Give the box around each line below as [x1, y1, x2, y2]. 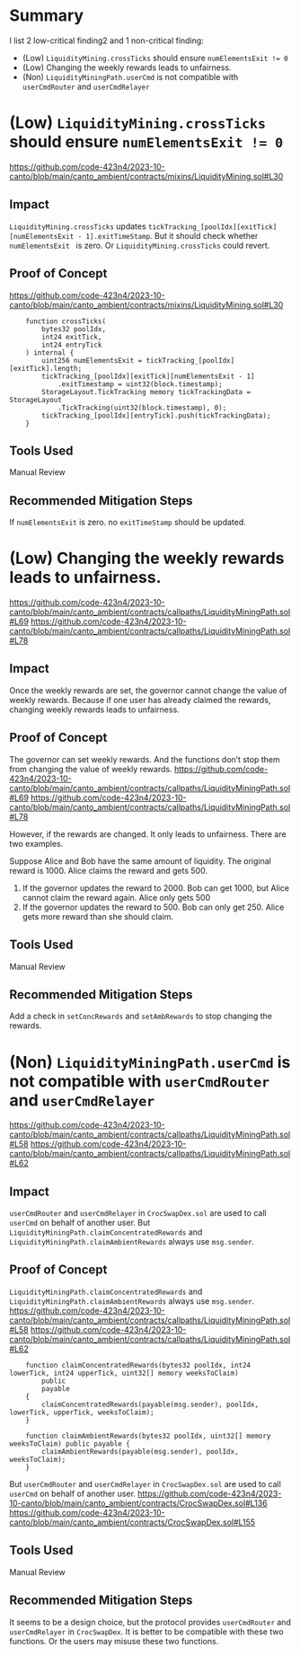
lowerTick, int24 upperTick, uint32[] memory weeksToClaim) [9, 1369, 240, 1378]
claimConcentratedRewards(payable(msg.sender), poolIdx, [41, 1400, 259, 1409]
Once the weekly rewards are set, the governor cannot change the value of [9, 684, 287, 696]
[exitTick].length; [9, 364, 83, 373]
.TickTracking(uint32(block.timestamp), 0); [57, 403, 227, 412]
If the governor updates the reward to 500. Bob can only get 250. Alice [22, 902, 285, 912]
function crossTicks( [25, 316, 106, 326]
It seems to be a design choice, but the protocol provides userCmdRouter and [9, 1616, 292, 1627]
